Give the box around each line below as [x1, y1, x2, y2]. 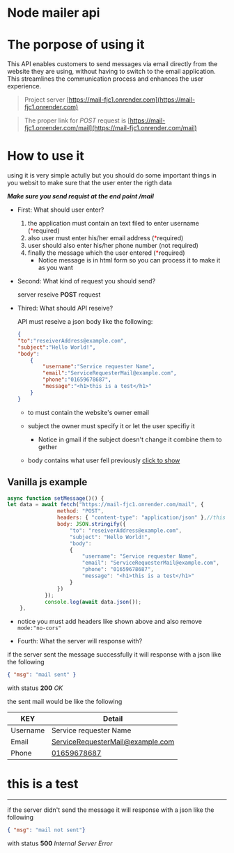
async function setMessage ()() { [7, 494, 104, 502]
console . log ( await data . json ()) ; [44, 598, 141, 605]
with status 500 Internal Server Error [7, 839, 113, 847]
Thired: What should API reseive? [17, 304, 114, 313]
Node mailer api [7, 5, 100, 21]
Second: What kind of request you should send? [17, 277, 156, 285]
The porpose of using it [7, 37, 145, 53]
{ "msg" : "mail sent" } [7, 671, 77, 678]
